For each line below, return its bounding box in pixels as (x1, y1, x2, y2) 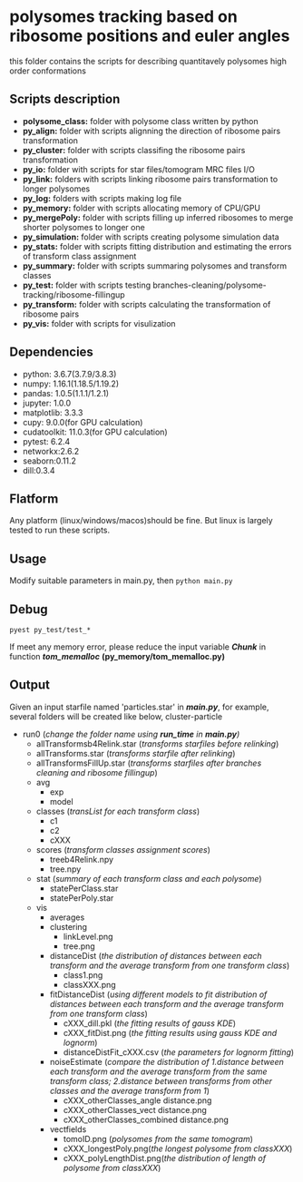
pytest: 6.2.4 (22, 435, 71, 446)
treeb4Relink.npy (49, 854, 114, 865)
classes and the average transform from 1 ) (49, 1085, 210, 1096)
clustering (49, 921, 88, 932)
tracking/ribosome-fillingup (22, 288, 125, 300)
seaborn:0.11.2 (22, 455, 77, 466)
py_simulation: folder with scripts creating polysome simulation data (22, 231, 279, 242)
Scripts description (9, 92, 121, 107)
